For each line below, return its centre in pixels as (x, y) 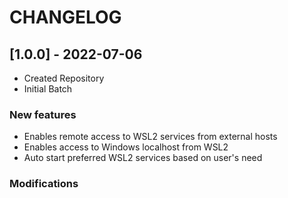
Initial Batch (48, 89)
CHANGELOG (65, 17)
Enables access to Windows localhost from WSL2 (126, 147)
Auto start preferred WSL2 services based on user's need (143, 158)
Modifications (44, 184)
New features (43, 114)
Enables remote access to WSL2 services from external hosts (150, 137)
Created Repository (64, 78)
